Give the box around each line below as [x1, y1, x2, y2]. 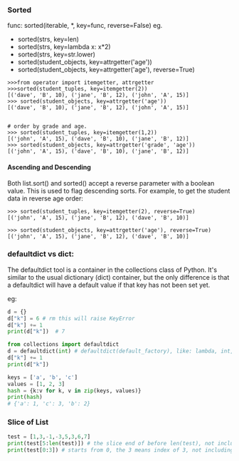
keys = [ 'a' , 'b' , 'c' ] [7, 373, 78, 381]
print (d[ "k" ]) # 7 [7, 328, 65, 335]
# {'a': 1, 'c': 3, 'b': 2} [7, 400, 91, 407]
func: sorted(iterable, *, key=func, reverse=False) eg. [7, 21, 163, 30]
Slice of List [7, 417, 49, 427]
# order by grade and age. [7, 123, 87, 130]
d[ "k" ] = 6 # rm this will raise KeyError [7, 315, 135, 322]
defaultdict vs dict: [7, 249, 75, 259]
